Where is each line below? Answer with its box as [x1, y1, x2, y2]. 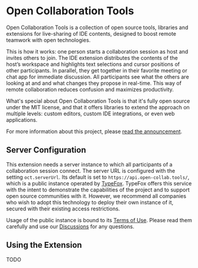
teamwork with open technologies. [6, 36, 91, 43]
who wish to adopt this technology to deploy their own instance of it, [6, 198, 174, 206]
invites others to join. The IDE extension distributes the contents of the [6, 54, 178, 61]
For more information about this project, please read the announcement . [6, 128, 183, 135]
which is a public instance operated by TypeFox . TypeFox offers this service [6, 179, 192, 187]
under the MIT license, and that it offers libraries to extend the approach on [6, 103, 190, 111]
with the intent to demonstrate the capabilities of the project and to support [6, 186, 190, 193]
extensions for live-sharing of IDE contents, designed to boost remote [6, 30, 177, 37]
